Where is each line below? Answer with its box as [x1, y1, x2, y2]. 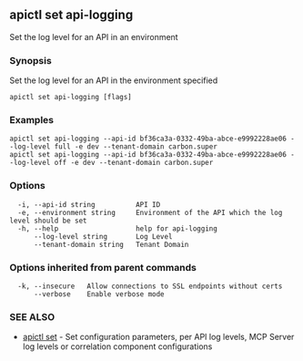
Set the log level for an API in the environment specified [9, 75, 218, 86]
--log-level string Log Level [33, 232, 173, 241]
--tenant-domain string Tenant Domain [33, 240, 189, 249]
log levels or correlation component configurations [22, 341, 213, 352]
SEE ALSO [9, 310, 56, 323]
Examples [9, 114, 55, 127]
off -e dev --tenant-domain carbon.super [54, 159, 214, 168]
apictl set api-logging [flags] [9, 93, 132, 102]
